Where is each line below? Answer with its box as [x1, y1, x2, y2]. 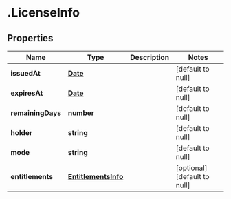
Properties [7, 32, 54, 44]
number [67, 108, 95, 118]
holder [10, 128, 33, 137]
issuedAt [10, 69, 41, 78]
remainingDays [10, 108, 62, 118]
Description [130, 53, 170, 62]
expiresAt [10, 88, 43, 98]
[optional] [175, 163, 208, 173]
